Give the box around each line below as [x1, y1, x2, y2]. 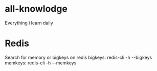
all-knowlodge [5, 3, 68, 15]
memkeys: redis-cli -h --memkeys [5, 59, 77, 66]
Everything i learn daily [5, 20, 53, 26]
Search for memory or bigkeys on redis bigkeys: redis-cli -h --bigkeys [5, 54, 152, 60]
